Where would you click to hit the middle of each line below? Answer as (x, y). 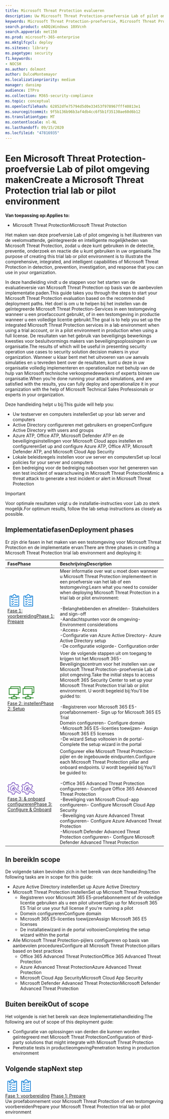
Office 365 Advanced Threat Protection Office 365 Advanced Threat (90, 956)
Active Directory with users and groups (53, 430)
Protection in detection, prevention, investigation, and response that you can (84, 267)
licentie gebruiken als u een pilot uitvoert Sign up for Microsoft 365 (89, 903)
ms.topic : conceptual (28, 101)
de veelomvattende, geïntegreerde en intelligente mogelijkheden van (76, 240)
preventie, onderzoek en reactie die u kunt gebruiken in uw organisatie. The (83, 251)
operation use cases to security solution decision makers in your (72, 352)
